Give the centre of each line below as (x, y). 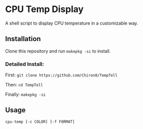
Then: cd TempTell (24, 85)
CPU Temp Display (44, 9)
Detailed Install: (24, 64)
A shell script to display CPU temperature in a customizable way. (72, 23)
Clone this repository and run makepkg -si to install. (58, 51)
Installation (23, 39)
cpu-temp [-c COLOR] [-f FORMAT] (40, 121)
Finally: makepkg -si (25, 94)
